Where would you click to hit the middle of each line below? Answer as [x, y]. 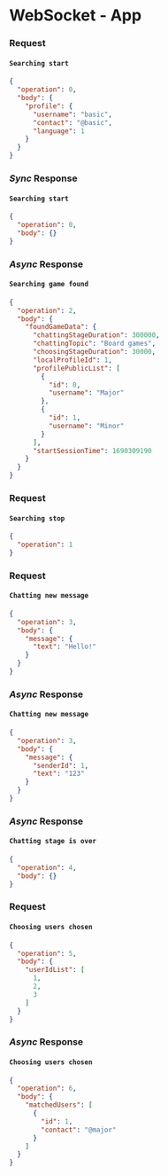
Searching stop [37, 518]
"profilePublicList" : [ [76, 368]
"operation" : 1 [45, 545]
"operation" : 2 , [47, 310]
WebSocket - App [76, 16]
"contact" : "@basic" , [73, 122]
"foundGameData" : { [61, 327]
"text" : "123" [59, 774]
